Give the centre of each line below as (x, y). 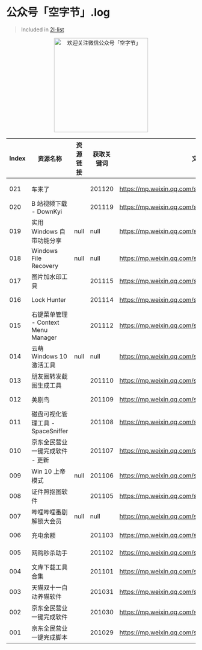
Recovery (45, 266)
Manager (44, 337)
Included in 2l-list (42, 29)
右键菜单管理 (50, 314)
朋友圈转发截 (50, 376)
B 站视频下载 (49, 203)
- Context (45, 322)
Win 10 (42, 471)
